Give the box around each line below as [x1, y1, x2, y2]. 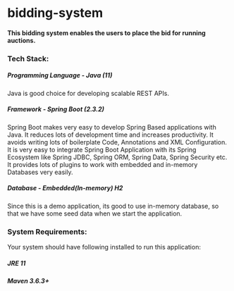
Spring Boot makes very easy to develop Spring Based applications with [7, 123, 216, 131]
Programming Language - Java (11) [7, 71, 113, 80]
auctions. [7, 36, 36, 44]
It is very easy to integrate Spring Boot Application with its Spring [7, 145, 197, 154]
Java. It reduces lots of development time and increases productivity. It [7, 130, 214, 139]
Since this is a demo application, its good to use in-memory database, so [7, 202, 219, 210]
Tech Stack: [7, 54, 49, 63]
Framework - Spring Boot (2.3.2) [7, 105, 104, 113]
